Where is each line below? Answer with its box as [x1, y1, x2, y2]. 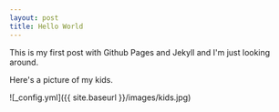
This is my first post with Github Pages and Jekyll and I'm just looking [9, 46, 271, 57]
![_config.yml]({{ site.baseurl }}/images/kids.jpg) [9, 92, 191, 103]
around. [9, 56, 39, 67]
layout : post [9, 13, 59, 23]
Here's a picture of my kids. [9, 74, 114, 85]
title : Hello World [9, 22, 84, 31]
